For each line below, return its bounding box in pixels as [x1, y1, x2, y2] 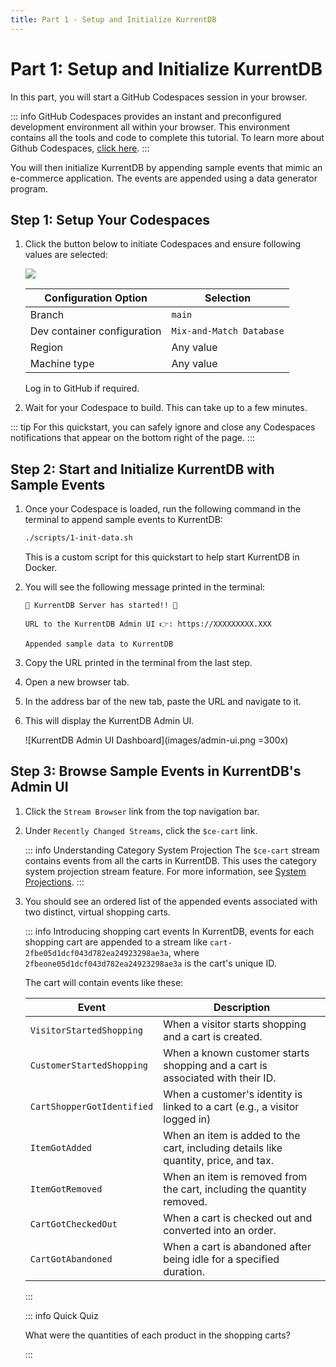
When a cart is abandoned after [163, 1239, 312, 1253]
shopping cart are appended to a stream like [24, 936, 208, 948]
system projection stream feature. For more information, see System [24, 865, 307, 877]
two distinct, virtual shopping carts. [24, 906, 171, 918]
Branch [29, 308, 65, 322]
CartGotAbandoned [29, 1253, 113, 1265]
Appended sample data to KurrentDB [24, 639, 174, 650]
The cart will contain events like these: [24, 976, 184, 988]
